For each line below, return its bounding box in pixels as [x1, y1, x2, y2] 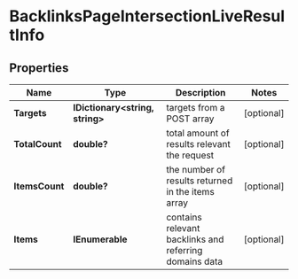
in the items [166, 186, 215, 198]
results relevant [166, 138, 231, 150]
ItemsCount [13, 180, 65, 192]
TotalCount [13, 138, 62, 150]
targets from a [166, 102, 225, 113]
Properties [9, 60, 69, 75]
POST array [166, 112, 215, 125]
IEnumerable [72, 233, 128, 245]
